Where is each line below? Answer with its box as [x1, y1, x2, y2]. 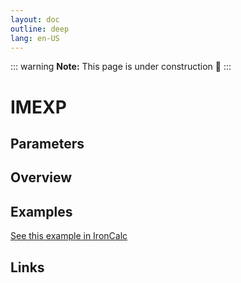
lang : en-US [10, 33, 60, 43]
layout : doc [10, 14, 60, 25]
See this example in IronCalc [10, 230, 128, 242]
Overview [10, 169, 73, 186]
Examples [10, 203, 73, 220]
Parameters [10, 135, 85, 152]
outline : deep [10, 24, 70, 34]
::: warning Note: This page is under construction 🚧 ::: [10, 61, 232, 73]
